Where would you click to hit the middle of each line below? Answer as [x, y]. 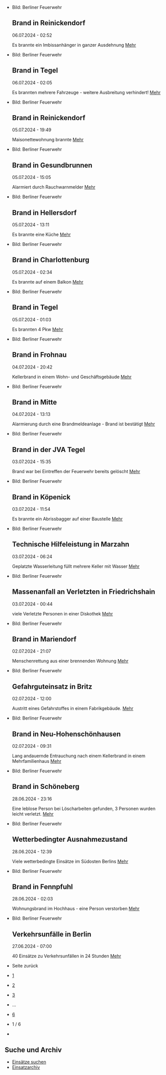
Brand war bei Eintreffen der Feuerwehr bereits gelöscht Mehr [76, 472]
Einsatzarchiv [26, 1067]
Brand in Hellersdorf [44, 212]
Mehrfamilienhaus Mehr [37, 761]
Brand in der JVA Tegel [48, 450]
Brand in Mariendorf [44, 639]
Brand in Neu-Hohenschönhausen [66, 734]
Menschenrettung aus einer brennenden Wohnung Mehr [70, 661]
